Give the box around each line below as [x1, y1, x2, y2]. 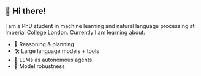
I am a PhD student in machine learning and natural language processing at [5, 22, 195, 29]
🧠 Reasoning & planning [13, 40, 74, 47]
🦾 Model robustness [13, 62, 65, 70]
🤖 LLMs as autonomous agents [13, 56, 93, 63]
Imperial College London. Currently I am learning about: [5, 29, 146, 36]
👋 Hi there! [5, 6, 47, 16]
